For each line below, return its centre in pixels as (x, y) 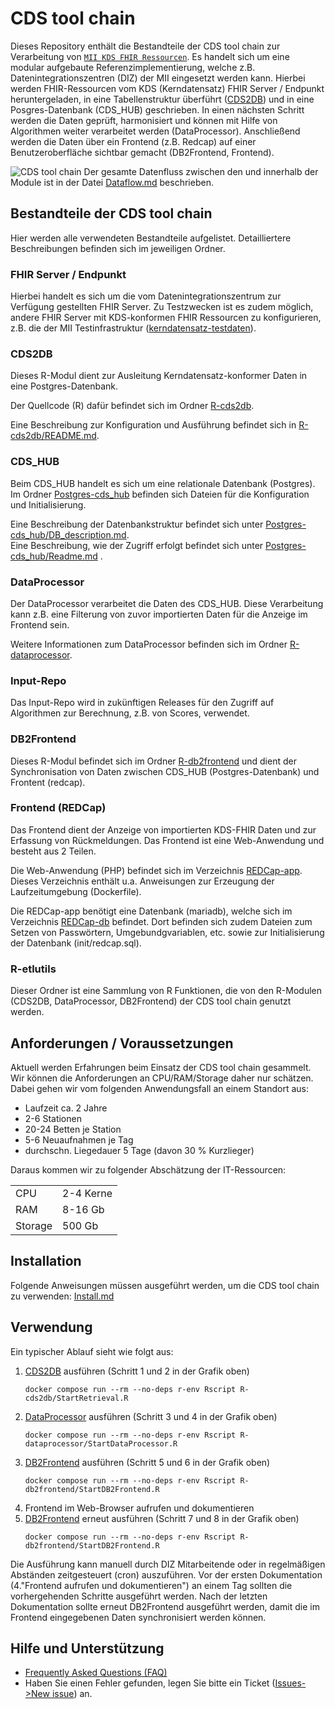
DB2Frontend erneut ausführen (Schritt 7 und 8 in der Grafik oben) (162, 1518)
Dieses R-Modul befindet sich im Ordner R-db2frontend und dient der (153, 761)
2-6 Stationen (53, 1118)
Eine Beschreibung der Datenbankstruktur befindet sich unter (137, 524)
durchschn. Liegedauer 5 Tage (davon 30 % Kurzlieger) (139, 1150)
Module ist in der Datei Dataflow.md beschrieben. (112, 182)
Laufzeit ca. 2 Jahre (66, 1108)
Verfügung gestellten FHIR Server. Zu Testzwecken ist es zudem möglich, (162, 307)
